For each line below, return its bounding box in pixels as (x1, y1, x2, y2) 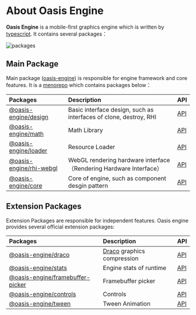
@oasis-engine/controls (9, 290, 76, 298)
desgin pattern (68, 181, 108, 189)
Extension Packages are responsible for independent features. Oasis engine (6, 217, 188, 224)
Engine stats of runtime (103, 264, 167, 272)
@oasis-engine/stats (9, 264, 67, 272)
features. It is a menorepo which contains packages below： (6, 81, 152, 88)
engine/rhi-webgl (9, 164, 58, 172)
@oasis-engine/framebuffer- (9, 273, 90, 281)
